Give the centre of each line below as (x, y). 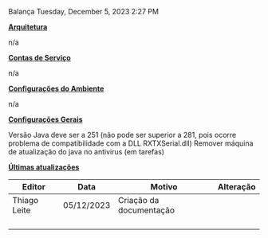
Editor (33, 187)
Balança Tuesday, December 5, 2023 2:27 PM (84, 12)
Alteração (236, 187)
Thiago (26, 200)
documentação (147, 210)
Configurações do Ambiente (56, 88)
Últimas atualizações (44, 167)
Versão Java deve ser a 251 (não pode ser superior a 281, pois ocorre (122, 135)
